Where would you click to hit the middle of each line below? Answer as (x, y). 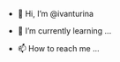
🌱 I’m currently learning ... (64, 31)
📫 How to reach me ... (58, 48)
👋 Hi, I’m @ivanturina (56, 14)
